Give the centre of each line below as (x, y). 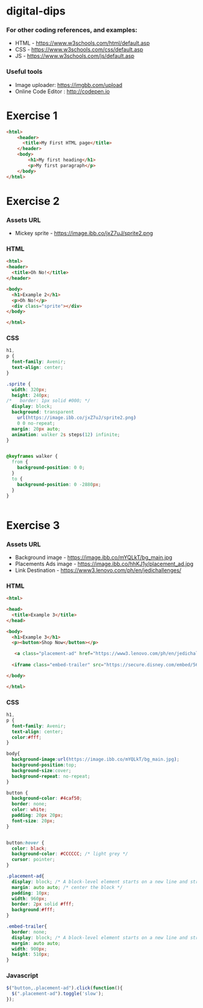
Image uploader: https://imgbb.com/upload (69, 85)
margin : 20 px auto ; (36, 429)
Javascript (22, 976)
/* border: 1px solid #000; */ (48, 401)
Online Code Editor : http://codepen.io (62, 91)
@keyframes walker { (32, 457)
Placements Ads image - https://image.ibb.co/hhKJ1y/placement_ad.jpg (104, 564)
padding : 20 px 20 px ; (37, 815)
